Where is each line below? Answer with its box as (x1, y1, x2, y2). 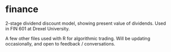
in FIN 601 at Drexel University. (5, 25, 70, 31)
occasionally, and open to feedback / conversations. (5, 40, 116, 46)
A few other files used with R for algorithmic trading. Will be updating (5, 35, 151, 41)
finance (5, 4, 39, 15)
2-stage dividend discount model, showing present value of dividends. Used (5, 20, 166, 26)
